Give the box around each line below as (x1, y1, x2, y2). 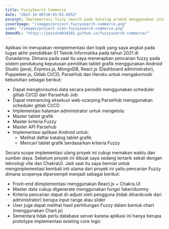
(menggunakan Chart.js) (12, 207, 63, 213)
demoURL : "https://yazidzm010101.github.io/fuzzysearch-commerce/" (5, 31, 150, 36)
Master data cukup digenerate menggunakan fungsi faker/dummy (12, 186, 149, 192)
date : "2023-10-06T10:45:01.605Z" (5, 12, 78, 17)
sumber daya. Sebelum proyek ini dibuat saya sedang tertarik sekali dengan (5, 155, 162, 161)
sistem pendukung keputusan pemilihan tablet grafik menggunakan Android (5, 61, 162, 66)
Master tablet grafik (12, 113, 54, 119)
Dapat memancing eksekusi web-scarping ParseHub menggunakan (12, 97, 153, 103)
